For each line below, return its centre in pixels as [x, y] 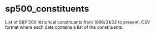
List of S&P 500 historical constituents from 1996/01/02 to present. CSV [77, 22]
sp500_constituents [47, 9]
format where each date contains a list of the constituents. [64, 27]
